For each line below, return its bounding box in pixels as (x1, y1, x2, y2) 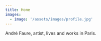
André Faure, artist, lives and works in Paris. (5, 30, 96, 36)
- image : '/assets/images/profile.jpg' (10, 16, 93, 21)
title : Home (5, 7, 30, 12)
